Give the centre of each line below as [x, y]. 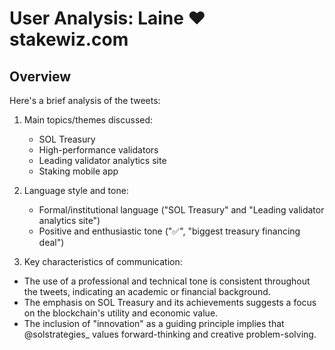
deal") [51, 242]
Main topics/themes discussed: [88, 120]
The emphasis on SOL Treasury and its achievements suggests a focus [170, 302]
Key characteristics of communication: [103, 261]
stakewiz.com [69, 39]
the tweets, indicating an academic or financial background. [147, 291]
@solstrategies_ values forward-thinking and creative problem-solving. [170, 334]
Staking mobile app [78, 171]
